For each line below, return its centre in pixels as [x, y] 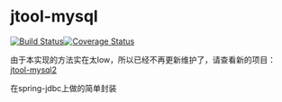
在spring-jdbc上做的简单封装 [64, 88]
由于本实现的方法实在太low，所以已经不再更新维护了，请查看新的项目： [143, 59]
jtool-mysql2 [34, 70]
